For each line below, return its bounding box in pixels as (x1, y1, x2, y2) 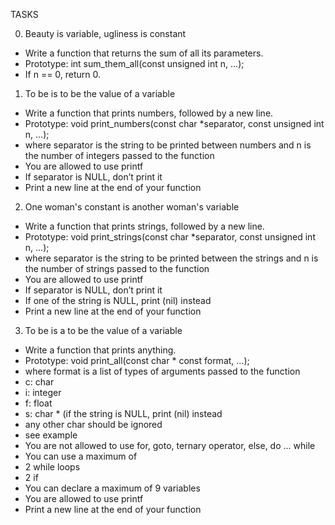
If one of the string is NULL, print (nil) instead (24, 295, 212, 306)
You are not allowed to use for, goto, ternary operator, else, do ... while (24, 440, 316, 451)
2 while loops (24, 461, 81, 473)
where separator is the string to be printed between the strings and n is (24, 252, 319, 264)
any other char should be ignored (24, 419, 163, 430)
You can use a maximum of (24, 450, 138, 462)
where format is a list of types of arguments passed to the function (24, 365, 301, 377)
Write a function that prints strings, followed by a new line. (24, 220, 265, 232)
